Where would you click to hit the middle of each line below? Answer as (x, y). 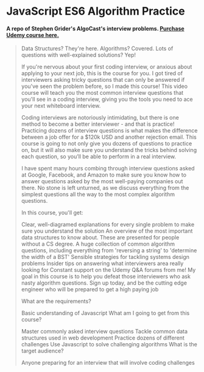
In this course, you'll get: (52, 213)
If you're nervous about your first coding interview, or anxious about (107, 67)
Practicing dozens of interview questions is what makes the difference (109, 131)
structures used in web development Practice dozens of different (103, 338)
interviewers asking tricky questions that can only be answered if (103, 80)
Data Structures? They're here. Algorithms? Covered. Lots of (97, 49)
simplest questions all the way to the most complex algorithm (98, 194)
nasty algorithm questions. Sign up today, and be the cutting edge (104, 283)
